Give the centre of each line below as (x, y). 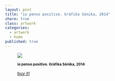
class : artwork (21, 23)
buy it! (24, 73)
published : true (22, 42)
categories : (17, 28)
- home (16, 37)
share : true (17, 19)
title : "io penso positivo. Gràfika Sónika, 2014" (58, 14)
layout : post (18, 10)
